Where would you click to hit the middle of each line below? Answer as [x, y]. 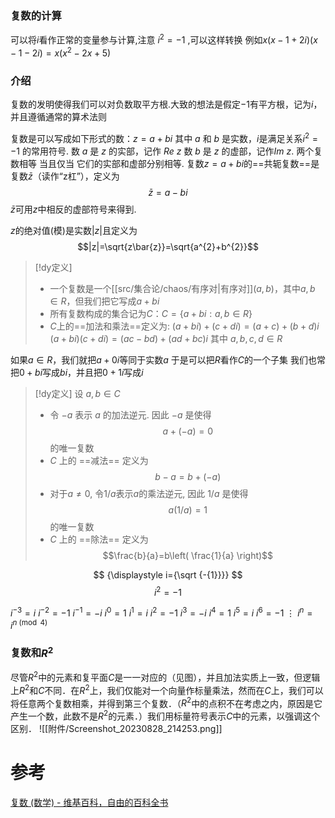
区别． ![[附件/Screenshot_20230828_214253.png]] [116, 728]
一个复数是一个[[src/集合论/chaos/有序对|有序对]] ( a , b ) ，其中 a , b [182, 288]
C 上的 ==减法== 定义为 [99, 460]
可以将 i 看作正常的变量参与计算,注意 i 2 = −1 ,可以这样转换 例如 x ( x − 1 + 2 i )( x [164, 39]
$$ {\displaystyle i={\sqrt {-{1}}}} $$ [168, 574]
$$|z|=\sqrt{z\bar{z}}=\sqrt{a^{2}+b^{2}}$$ [168, 246]
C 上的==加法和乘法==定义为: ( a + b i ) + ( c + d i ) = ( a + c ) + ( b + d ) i [184, 326]
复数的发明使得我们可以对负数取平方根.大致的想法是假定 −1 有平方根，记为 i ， [166, 104]
